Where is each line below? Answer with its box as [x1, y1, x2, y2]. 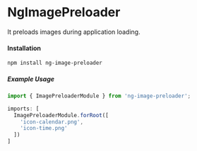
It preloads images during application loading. [7, 28, 141, 36]
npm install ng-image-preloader [7, 59, 102, 67]
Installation [7, 44, 41, 52]
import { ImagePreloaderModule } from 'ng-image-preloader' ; [7, 92, 191, 99]
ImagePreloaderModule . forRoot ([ [13, 111, 109, 119]
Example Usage [7, 75, 55, 83]
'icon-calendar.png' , [20, 118, 83, 126]
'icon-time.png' [20, 125, 68, 132]
